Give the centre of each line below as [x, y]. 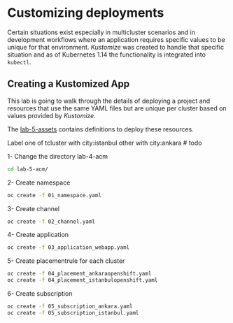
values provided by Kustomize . [51, 115]
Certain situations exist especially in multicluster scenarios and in [101, 32]
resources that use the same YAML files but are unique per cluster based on [117, 108]
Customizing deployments [86, 13]
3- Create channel [34, 208]
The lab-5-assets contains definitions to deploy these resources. [100, 129]
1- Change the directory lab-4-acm [58, 156]
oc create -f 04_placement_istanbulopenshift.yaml [83, 280]
